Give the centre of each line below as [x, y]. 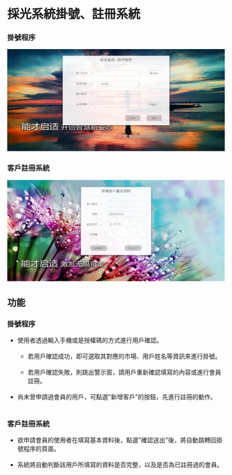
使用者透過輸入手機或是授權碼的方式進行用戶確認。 [90, 340]
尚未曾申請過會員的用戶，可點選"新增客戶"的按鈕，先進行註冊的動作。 [117, 397]
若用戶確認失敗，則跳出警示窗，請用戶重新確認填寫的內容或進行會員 [124, 372]
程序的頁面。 [41, 449]
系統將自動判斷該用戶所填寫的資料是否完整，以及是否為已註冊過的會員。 [120, 465]
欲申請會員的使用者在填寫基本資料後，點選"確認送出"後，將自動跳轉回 [117, 440]
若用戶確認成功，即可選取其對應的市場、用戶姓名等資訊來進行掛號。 [124, 356]
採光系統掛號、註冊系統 [74, 14]
